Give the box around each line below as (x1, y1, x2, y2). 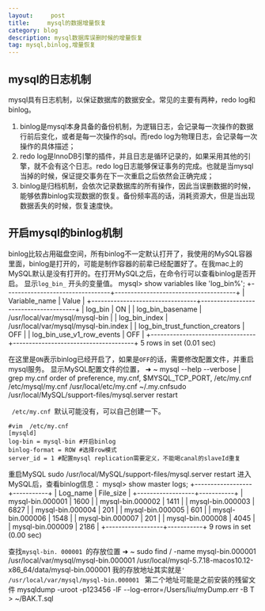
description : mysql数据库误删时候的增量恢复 (8, 33, 143, 42)
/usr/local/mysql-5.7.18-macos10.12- (137, 556, 254, 565)
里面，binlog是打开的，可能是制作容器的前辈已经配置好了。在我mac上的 (8, 258, 244, 268)
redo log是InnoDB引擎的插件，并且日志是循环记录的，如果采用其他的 (19, 151, 244, 161)
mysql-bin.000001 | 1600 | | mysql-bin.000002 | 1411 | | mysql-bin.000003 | (8, 496, 256, 506)
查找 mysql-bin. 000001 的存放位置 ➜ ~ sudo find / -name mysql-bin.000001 (8, 546, 256, 556)
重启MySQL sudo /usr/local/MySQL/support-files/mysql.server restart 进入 (8, 469, 252, 479)
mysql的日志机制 (8, 72, 92, 86)
